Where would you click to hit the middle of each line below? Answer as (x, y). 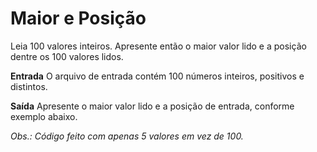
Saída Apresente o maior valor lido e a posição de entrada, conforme (152, 106)
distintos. (29, 86)
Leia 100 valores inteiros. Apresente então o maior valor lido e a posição (158, 46)
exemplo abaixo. (44, 116)
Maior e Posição (78, 18)
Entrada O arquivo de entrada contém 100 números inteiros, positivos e (157, 76)
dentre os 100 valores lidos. (67, 56)
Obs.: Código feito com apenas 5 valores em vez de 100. (127, 136)
